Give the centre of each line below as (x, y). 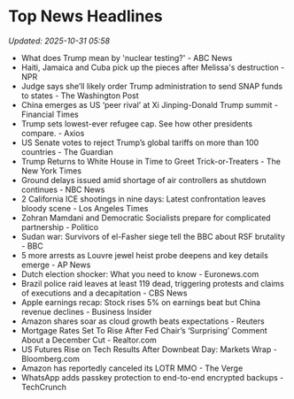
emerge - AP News (56, 265)
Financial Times (50, 114)
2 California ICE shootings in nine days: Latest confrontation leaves (143, 199)
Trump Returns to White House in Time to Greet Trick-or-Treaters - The (151, 161)
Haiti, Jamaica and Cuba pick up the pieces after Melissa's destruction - (153, 67)
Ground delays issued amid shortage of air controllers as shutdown (143, 180)
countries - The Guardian (67, 151)
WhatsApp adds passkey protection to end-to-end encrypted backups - (152, 377)
